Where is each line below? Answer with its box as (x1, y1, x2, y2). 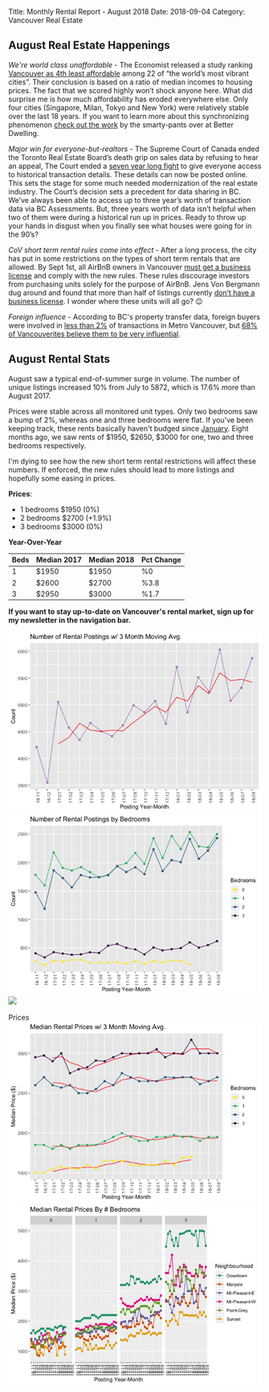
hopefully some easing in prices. (8, 473, 116, 483)
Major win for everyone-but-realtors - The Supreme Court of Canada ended (8, 144, 259, 154)
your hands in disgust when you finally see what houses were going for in (8, 220, 252, 230)
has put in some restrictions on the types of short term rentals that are (8, 253, 241, 263)
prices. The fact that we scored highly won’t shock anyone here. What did (8, 85, 253, 95)
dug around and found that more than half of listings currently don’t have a (8, 287, 255, 297)
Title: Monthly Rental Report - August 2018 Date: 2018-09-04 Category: (8, 7, 246, 16)
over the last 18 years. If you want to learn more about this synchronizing (8, 111, 249, 121)
